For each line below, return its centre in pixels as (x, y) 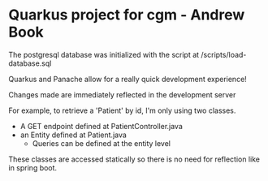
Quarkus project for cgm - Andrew (127, 15)
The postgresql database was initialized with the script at (104, 54)
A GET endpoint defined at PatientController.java (101, 126)
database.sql (30, 63)
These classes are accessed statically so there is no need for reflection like (134, 159)
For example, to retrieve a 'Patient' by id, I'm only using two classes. (122, 110)
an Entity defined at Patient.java (73, 135)
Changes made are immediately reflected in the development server (122, 94)
